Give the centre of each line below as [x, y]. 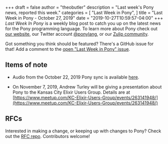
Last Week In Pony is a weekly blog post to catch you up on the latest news [83, 23]
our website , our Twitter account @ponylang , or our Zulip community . [77, 34]
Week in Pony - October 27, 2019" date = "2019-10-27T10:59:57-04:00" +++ [84, 18]
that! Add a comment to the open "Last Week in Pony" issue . [68, 49]
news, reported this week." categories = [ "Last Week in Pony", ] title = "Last [84, 13]
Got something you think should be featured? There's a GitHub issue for [79, 44]
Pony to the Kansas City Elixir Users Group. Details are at [71, 92]
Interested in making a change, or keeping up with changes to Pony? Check [83, 131]
